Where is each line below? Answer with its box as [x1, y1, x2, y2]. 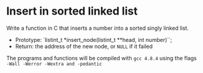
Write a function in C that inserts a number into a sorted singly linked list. [6, 24, 189, 32]
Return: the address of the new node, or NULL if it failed [15, 43, 153, 50]
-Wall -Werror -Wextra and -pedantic [6, 61, 102, 67]
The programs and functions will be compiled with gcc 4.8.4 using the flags [6, 54, 197, 61]
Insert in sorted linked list [6, 4, 138, 18]
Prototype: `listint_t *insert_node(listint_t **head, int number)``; [15, 36, 173, 43]
